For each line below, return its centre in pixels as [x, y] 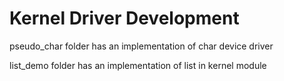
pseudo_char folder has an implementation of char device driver [141, 46]
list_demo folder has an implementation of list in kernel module [138, 65]
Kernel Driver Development [124, 18]
